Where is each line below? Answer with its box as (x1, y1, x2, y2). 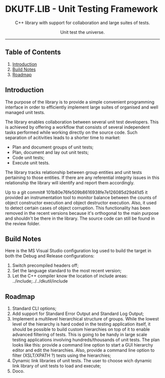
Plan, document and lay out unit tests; (12, 149, 89, 155)
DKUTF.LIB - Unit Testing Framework (5, 3, 158, 15)
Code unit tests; (12, 154, 45, 160)
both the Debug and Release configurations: (5, 253, 95, 259)
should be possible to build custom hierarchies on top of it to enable (12, 326, 150, 332)
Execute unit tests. (12, 160, 50, 166)
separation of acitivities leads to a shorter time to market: (5, 134, 121, 141)
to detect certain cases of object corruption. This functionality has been (5, 205, 151, 211)
